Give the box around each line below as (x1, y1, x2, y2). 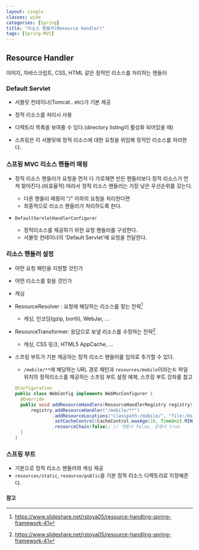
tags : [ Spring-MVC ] (6, 31, 54, 37)
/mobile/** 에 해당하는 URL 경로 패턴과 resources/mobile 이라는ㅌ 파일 (23, 366, 188, 373)
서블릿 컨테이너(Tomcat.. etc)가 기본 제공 (14, 98, 111, 106)
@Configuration (14, 385, 53, 392)
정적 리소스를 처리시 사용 (14, 111, 72, 119)
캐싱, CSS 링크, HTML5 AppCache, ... (23, 341, 114, 348)
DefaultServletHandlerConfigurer (14, 215, 98, 221)
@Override (20, 396, 44, 402)
